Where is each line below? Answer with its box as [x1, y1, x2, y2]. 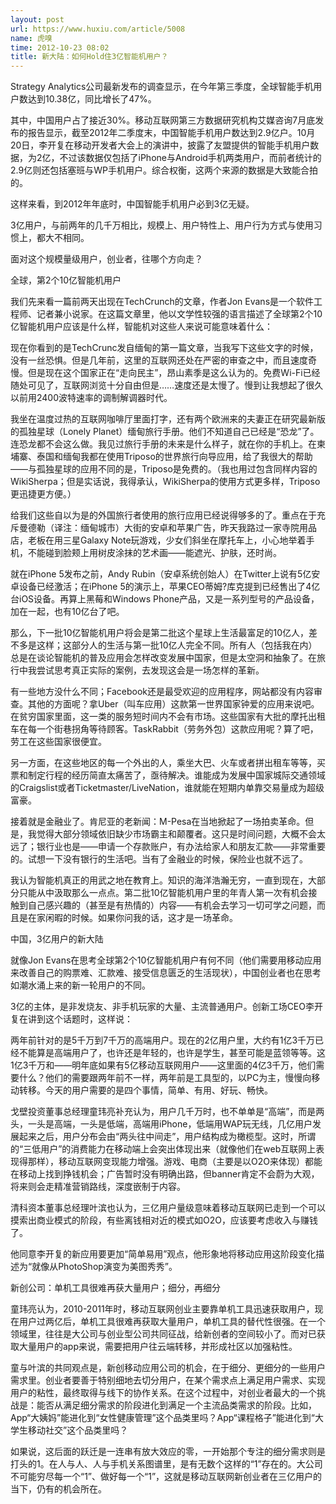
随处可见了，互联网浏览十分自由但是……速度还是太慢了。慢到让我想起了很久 [10, 379, 324, 391]
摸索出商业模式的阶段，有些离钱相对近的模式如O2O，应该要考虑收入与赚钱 [10, 1214, 318, 1226]
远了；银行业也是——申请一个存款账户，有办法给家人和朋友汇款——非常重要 [10, 841, 326, 853]
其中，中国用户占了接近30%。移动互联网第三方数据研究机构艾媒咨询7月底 [10, 114, 316, 126]
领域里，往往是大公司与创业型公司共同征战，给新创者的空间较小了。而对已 [10, 1328, 317, 1340]
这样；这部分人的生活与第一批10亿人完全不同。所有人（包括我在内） [36, 639, 318, 651]
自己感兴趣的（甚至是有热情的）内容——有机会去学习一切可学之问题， [27, 899, 317, 911]
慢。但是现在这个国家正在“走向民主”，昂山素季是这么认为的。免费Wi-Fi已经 [10, 367, 321, 379]
